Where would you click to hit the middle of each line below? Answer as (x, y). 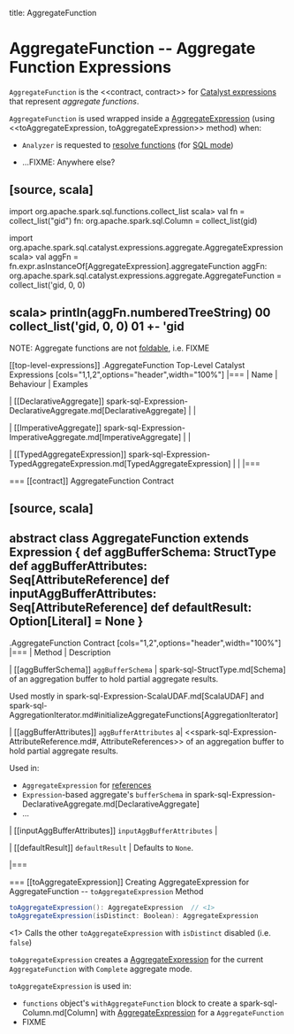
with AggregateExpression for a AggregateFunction (192, 1012)
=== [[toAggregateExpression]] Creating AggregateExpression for (129, 882)
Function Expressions (90, 68)
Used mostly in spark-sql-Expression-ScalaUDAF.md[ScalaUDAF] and (137, 696)
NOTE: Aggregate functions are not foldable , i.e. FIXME (109, 348)
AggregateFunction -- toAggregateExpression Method (106, 891)
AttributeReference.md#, (54, 741)
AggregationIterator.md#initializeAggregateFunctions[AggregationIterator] (144, 714)
